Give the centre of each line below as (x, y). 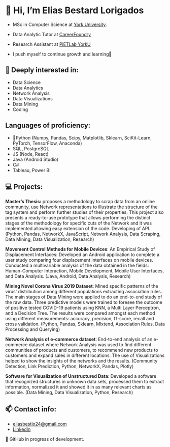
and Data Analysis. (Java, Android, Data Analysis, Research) (68, 276)
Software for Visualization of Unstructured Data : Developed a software (81, 376)
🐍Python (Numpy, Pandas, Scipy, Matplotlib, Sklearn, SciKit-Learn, (82, 137)
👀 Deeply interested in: (42, 70)
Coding (20, 109)
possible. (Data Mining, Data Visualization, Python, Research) (69, 393)
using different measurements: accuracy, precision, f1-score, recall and (80, 319)
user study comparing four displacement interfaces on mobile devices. (79, 260)
